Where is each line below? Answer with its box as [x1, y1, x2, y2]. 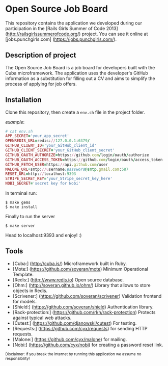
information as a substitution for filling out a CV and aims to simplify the [5, 75, 155, 82]
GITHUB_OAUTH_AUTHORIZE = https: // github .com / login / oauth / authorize [5, 152, 149, 158]
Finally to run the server [5, 214, 55, 220]
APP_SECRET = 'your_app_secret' [5, 134, 70, 139]
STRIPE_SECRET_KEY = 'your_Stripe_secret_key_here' [5, 176, 113, 181]
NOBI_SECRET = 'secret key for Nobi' [5, 181, 81, 186]
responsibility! [5, 356, 30, 361]
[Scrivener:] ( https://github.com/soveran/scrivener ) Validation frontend [12, 293, 162, 299]
